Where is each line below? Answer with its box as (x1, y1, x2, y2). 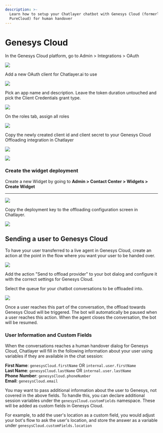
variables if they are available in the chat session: (5, 353, 103, 359)
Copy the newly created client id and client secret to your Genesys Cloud (5, 132, 151, 138)
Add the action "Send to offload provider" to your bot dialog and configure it (5, 271, 158, 277)
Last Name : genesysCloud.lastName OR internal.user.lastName (5, 368, 131, 373)
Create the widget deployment (5, 168, 79, 174)
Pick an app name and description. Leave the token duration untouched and (5, 90, 157, 96)
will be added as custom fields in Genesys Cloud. (5, 402, 103, 408)
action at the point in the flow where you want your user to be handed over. (5, 253, 155, 259)
